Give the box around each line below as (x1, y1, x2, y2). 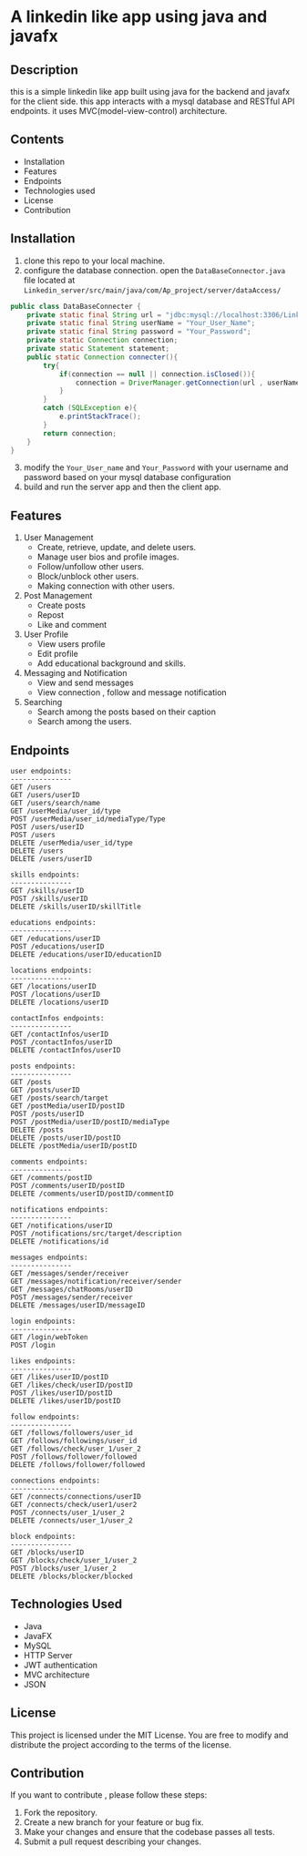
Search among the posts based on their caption (36, 706, 217, 717)
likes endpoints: (10, 1357, 77, 1366)
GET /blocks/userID (10, 1548, 85, 1557)
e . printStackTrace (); (58, 412, 142, 421)
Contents (10, 132, 65, 148)
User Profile (23, 629, 69, 640)
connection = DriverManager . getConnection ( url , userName (75, 378, 301, 387)
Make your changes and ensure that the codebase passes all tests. (23, 1827, 276, 1838)
